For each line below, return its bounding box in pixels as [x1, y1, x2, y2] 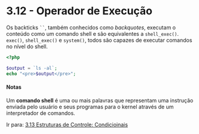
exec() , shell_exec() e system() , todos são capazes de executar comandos [6, 36, 192, 43]
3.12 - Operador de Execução [6, 4, 152, 18]
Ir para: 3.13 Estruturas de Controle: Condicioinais [6, 121, 128, 128]
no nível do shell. [6, 43, 48, 50]
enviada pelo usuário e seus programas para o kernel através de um [6, 103, 174, 110]
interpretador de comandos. [6, 109, 76, 117]
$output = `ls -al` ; [6, 65, 58, 71]
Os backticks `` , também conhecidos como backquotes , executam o [6, 24, 176, 31]
